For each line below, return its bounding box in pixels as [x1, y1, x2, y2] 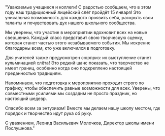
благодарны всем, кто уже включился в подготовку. [5, 45, 116, 51]
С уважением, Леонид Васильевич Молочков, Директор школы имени [5, 120, 154, 126]
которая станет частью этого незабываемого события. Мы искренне [5, 40, 151, 46]
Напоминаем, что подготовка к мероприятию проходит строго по [5, 80, 144, 86]
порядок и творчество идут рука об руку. [5, 110, 93, 116]
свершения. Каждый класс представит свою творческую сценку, [5, 34, 144, 40]
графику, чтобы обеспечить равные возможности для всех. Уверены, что [5, 85, 161, 91]
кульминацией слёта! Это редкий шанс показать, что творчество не [5, 60, 149, 66]
